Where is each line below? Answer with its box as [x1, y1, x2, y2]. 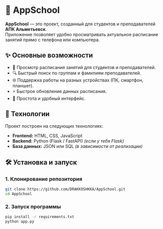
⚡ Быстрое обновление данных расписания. [12, 88, 107, 94]
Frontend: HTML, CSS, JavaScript [12, 133, 83, 139]
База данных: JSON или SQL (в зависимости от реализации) [12, 143, 143, 149]
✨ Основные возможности [5, 51, 93, 60]
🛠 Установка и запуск [5, 158, 77, 166]
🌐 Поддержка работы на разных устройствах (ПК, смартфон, [12, 77, 144, 83]
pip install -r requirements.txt [5, 215, 75, 220]
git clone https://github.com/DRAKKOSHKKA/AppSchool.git [5, 187, 126, 192]
